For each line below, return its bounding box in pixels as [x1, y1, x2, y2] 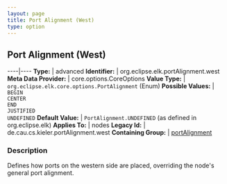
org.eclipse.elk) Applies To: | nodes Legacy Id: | [7, 121, 146, 129]
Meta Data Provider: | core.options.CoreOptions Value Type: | [7, 74, 186, 83]
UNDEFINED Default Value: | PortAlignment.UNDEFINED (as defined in [7, 114, 197, 122]
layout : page [7, 10, 45, 17]
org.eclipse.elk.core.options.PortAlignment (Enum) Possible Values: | [7, 82, 215, 90]
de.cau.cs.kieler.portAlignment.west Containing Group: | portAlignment [7, 128, 212, 137]
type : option [7, 23, 45, 30]
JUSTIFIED [7, 108, 36, 115]
